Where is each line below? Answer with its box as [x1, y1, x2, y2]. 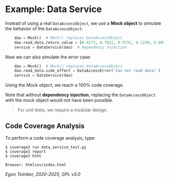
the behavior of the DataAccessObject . [5, 25, 83, 31]
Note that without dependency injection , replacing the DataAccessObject [5, 92, 156, 98]
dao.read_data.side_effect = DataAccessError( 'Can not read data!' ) [14, 68, 161, 74]
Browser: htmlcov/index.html [5, 162, 66, 167]
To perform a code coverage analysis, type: [5, 135, 96, 141]
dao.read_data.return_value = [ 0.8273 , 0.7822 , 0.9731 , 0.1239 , [14, 40, 152, 45]
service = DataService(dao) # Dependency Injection [14, 44, 127, 50]
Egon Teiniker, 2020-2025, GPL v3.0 [5, 171, 80, 177]
